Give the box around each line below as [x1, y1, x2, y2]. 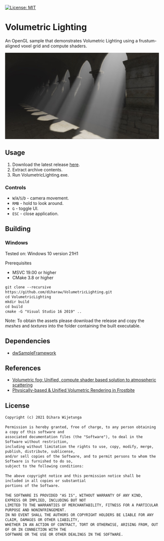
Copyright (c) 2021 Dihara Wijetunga [5, 415, 82, 420]
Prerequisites [5, 260, 32, 266]
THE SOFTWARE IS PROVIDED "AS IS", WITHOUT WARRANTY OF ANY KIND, [5, 493, 143, 498]
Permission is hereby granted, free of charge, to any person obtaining [5, 425, 156, 430]
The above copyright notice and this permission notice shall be [5, 474, 141, 479]
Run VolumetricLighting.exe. [12, 172, 69, 178]
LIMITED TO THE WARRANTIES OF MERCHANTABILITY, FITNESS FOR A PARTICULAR [5, 503, 159, 508]
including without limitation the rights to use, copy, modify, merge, [5, 444, 154, 449]
